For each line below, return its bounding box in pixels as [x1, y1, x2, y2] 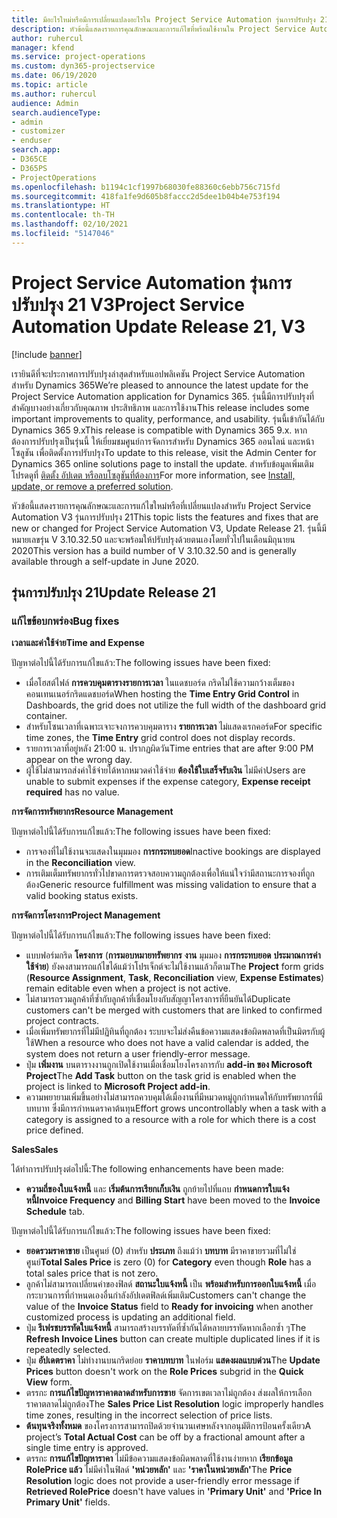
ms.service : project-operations [11, 52, 146, 62]
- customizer [11, 126, 66, 136]
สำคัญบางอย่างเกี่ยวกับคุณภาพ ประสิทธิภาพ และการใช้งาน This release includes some [11, 401, 310, 413]
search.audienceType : [11, 107, 102, 118]
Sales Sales [11, 1144, 59, 1156]
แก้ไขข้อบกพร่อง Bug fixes [11, 614, 120, 628]
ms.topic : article [11, 80, 88, 90]
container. [25, 710, 68, 722]
